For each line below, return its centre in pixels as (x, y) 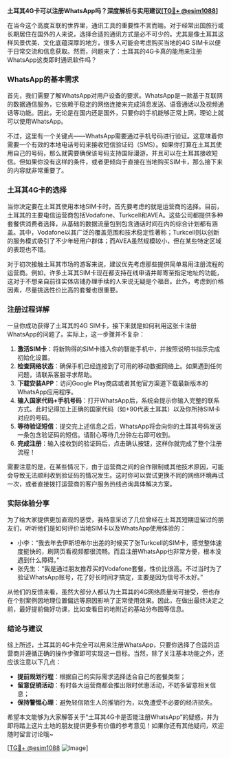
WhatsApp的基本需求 (43, 79)
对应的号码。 (35, 417)
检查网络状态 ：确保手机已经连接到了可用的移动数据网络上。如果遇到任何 (119, 366)
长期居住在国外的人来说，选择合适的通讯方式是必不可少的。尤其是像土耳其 (112, 34)
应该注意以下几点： (34, 662)
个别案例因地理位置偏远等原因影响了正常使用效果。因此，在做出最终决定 (115, 601)
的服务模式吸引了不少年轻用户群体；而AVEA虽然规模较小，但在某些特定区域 (114, 241)
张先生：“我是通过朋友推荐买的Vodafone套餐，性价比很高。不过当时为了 (119, 569)
